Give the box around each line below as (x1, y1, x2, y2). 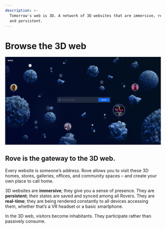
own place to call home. (5, 178, 54, 184)
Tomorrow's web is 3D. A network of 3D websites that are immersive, (9, 13, 156, 18)
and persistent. (9, 18, 43, 23)
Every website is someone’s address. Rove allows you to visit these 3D (5, 167, 149, 173)
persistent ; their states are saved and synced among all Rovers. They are (5, 193, 155, 199)
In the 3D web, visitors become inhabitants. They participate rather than (5, 213, 152, 219)
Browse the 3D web (5, 40, 86, 51)
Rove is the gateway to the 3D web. (5, 154, 116, 163)
